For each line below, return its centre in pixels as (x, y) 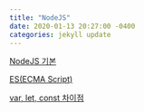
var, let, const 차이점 (47, 98)
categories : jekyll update (60, 34)
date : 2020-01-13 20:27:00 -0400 (72, 26)
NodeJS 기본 (33, 61)
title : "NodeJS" (40, 18)
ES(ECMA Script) (41, 79)
